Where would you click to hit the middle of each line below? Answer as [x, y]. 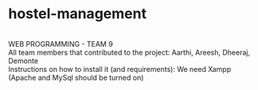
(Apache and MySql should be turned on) [76, 77]
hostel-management [78, 14]
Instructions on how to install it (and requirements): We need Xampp [120, 69]
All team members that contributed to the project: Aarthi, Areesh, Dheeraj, [129, 52]
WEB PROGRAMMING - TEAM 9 [61, 43]
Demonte [23, 61]
